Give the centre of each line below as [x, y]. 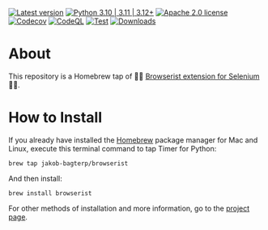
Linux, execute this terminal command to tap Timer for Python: [113, 148]
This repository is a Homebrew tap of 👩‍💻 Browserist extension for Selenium [134, 76]
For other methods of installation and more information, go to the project [129, 208]
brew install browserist [50, 193]
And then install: [36, 178]
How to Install [55, 118]
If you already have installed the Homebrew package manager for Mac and [133, 140]
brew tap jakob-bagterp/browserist [68, 163]
